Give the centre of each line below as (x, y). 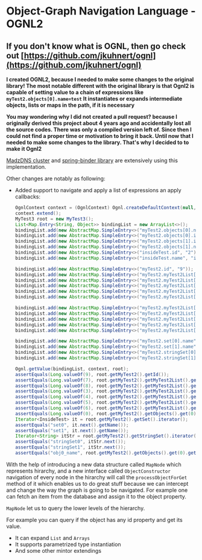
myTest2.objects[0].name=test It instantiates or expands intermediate (94, 99)
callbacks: (28, 197)
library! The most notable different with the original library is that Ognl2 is (100, 86)
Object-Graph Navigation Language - (101, 11)
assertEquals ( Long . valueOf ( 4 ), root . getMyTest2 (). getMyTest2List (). (103, 397)
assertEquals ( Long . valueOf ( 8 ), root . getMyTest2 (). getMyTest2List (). (103, 386)
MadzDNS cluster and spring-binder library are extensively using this (92, 160)
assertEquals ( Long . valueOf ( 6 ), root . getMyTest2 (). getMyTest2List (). (103, 408)
